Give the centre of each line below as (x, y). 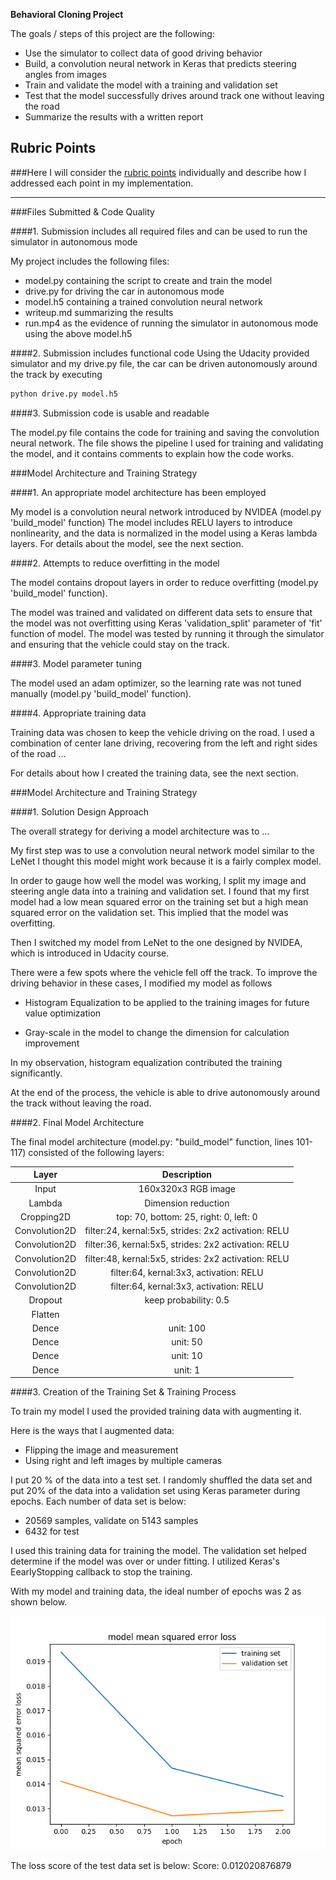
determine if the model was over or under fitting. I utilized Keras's (145, 1561)
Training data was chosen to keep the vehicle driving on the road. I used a (162, 732)
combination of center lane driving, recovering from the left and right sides (164, 743)
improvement (52, 1043)
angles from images (65, 74)
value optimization (63, 1013)
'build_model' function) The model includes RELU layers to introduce (151, 522)
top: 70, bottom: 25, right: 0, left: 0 (187, 1216)
